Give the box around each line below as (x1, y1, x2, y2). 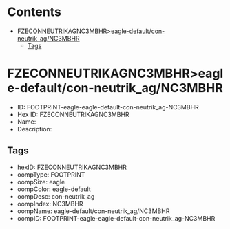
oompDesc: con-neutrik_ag (17, 192, 95, 200)
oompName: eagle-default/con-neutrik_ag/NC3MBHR (17, 207, 170, 215)
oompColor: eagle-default (17, 185, 91, 193)
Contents (7, 4, 62, 20)
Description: (17, 124, 52, 133)
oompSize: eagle (17, 177, 65, 186)
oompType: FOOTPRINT (17, 170, 85, 179)
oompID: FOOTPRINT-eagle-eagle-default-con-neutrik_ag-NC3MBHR (17, 214, 216, 222)
